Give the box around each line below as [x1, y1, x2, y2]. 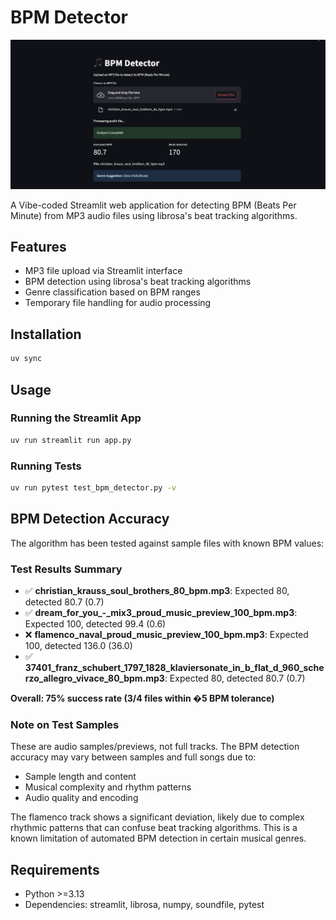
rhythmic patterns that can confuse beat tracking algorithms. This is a [10, 822, 298, 834]
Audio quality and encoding [24, 792, 139, 804]
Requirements [10, 861, 100, 878]
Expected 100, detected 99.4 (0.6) [24, 617, 167, 630]
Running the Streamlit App [10, 411, 142, 425]
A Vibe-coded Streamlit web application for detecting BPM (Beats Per [10, 199, 297, 211]
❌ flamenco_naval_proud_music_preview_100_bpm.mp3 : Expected [24, 628, 309, 640]
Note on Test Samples [10, 717, 120, 731]
